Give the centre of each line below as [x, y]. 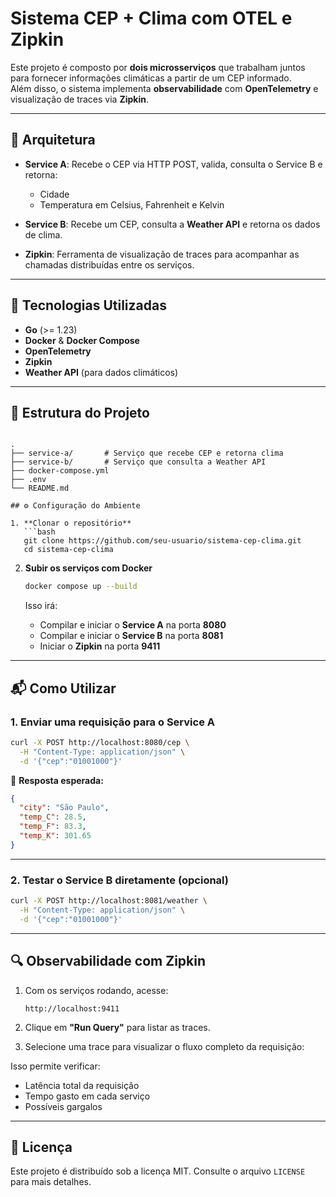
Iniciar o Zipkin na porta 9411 [100, 646]
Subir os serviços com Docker [88, 568]
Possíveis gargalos [63, 1106]
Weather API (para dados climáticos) [101, 372]
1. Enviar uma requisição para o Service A [112, 722]
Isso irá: [41, 606]
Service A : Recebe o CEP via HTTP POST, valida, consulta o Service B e [173, 164]
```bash [39, 532]
